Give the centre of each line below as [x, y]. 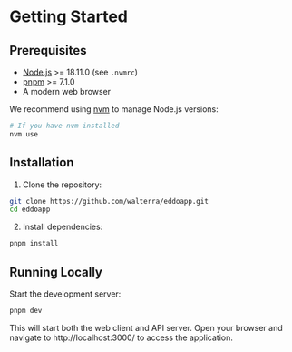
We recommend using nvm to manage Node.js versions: [114, 109]
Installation [42, 162]
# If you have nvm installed [64, 126]
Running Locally [56, 272]
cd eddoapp [30, 210]
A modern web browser [67, 91]
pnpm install [34, 244]
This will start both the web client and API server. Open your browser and [146, 327]
